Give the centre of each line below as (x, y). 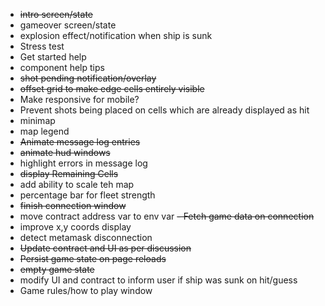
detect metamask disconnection (86, 237)
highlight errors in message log (83, 163)
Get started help (53, 57)
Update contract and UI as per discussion (105, 248)
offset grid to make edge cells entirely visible (112, 88)
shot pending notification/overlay (88, 78)
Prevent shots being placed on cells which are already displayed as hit (164, 110)
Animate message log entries (80, 142)
